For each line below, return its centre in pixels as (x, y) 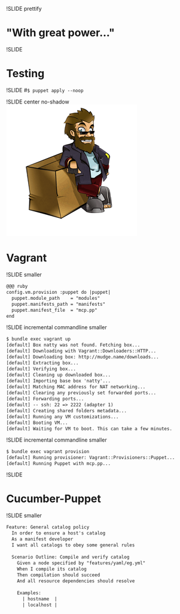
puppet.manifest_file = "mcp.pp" (54, 310)
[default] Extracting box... (42, 363)
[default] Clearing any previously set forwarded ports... (81, 393)
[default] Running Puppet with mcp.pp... (59, 463)
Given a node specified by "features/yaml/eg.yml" (81, 563)
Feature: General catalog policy (48, 527)
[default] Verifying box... (41, 369)
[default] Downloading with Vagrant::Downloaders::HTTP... (81, 351)
